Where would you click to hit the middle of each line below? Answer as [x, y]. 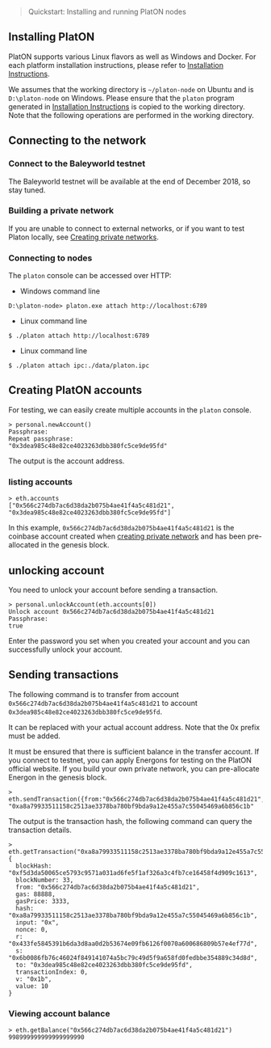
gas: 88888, [36, 894]
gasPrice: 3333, [43, 901]
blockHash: [34, 866]
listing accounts [41, 482]
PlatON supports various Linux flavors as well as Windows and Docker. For [132, 57]
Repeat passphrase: [41, 439]
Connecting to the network [77, 141]
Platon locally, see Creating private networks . [83, 237]
